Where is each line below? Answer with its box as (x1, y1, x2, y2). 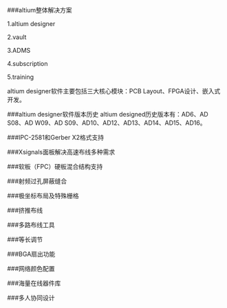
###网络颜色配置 (7, 265, 55, 272)
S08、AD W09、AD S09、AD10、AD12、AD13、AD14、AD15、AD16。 (7, 119, 206, 127)
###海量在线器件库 (7, 279, 61, 287)
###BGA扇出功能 (7, 250, 56, 258)
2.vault (7, 33, 27, 41)
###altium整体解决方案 (7, 6, 72, 14)
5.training (7, 73, 34, 81)
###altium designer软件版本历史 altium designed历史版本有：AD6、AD (7, 110, 208, 118)
